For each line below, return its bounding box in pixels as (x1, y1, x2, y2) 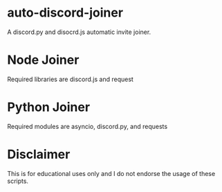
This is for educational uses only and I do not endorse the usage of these (7, 169, 216, 177)
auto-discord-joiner (7, 5, 123, 21)
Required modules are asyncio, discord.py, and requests (7, 122, 168, 130)
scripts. (7, 177, 29, 185)
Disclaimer (7, 147, 71, 162)
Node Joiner (7, 52, 80, 68)
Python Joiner (7, 99, 91, 115)
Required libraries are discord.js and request (7, 75, 133, 83)
